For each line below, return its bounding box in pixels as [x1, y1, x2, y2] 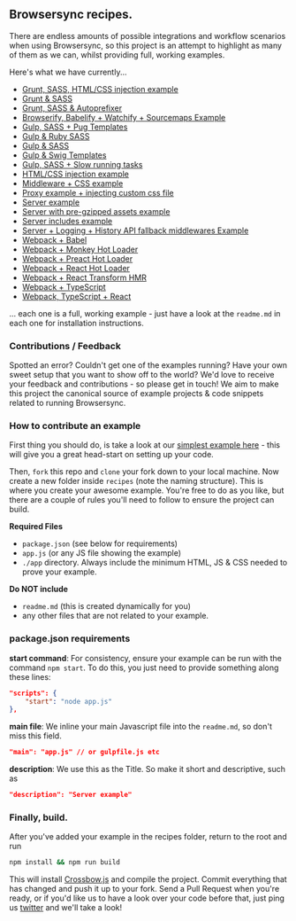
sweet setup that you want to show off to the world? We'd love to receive [9, 370, 275, 380]
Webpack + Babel [21, 234, 87, 245]
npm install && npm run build [9, 858, 121, 867]
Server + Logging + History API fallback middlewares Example [21, 225, 249, 236]
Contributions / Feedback [9, 340, 121, 352]
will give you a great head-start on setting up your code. [9, 449, 214, 460]
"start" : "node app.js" [25, 697, 113, 706]
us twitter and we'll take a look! [9, 902, 123, 913]
